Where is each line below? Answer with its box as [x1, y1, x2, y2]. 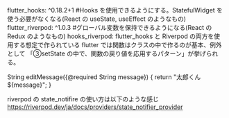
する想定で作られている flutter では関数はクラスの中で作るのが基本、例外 [12, 41, 222, 49]
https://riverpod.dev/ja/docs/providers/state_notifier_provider [7, 103, 183, 111]
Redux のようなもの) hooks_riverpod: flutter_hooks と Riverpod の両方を [7, 32, 214, 40]
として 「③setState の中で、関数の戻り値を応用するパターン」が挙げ [7, 49, 206, 58]
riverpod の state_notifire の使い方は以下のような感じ [7, 95, 160, 103]
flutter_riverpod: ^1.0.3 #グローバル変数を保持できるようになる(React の [7, 24, 212, 31]
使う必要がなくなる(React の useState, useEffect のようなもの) [7, 15, 186, 23]
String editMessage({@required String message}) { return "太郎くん [7, 73, 201, 81]
